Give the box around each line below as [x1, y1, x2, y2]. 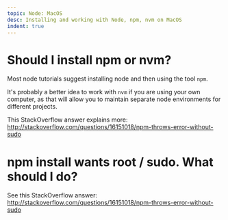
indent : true [7, 23, 45, 29]
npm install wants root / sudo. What [7, 154, 214, 169]
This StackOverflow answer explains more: [7, 115, 128, 124]
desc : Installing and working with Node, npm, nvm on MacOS [7, 16, 183, 23]
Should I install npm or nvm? [7, 52, 172, 68]
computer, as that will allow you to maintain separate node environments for [7, 95, 221, 103]
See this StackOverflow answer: [7, 191, 98, 200]
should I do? [7, 169, 78, 184]
